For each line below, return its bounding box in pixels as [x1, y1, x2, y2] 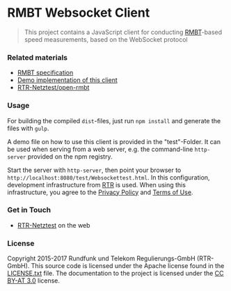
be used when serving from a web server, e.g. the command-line [7, 145, 193, 153]
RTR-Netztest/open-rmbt [17, 84, 90, 92]
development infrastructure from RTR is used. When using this [7, 180, 186, 189]
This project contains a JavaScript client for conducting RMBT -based [24, 28, 223, 36]
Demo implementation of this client [17, 76, 118, 84]
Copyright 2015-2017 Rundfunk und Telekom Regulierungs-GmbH [7, 254, 196, 262]
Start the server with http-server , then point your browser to [7, 166, 182, 174]
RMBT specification [17, 68, 74, 77]
